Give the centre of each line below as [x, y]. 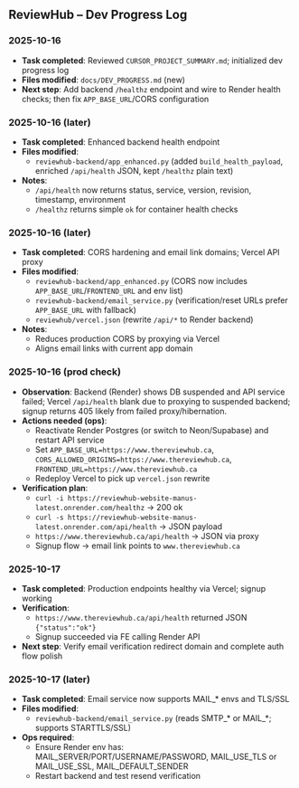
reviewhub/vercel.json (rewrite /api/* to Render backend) [144, 319]
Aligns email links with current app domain [114, 348]
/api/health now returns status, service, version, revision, [143, 190]
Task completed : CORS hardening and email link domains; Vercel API [151, 252]
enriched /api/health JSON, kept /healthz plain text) [134, 170]
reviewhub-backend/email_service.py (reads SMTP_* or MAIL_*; [153, 718]
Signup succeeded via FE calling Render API [117, 636]
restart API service [70, 440]
